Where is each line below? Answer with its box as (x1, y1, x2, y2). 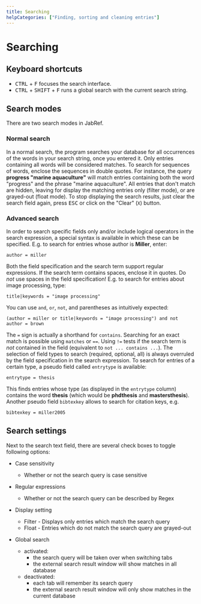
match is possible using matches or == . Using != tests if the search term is (6, 337, 187, 345)
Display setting (14, 506, 52, 513)
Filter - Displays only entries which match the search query (23, 518, 170, 525)
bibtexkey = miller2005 (6, 409, 66, 416)
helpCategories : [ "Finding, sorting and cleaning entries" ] (6, 14, 160, 20)
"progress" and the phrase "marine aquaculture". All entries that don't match (6, 180, 196, 187)
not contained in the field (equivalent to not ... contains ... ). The (6, 344, 173, 351)
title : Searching (6, 8, 50, 15)
